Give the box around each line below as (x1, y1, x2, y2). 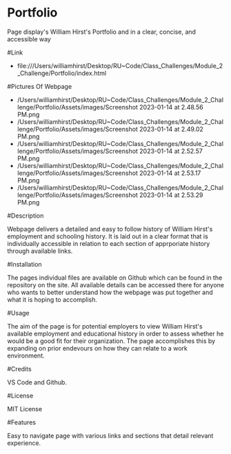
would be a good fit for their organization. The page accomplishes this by (7, 336, 216, 345)
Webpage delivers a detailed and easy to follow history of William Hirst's (7, 225, 213, 233)
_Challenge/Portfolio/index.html (17, 69, 107, 77)
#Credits (7, 364, 32, 373)
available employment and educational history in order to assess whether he (7, 329, 224, 338)
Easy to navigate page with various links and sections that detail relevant (7, 431, 214, 440)
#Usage (7, 309, 30, 317)
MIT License (7, 404, 43, 413)
